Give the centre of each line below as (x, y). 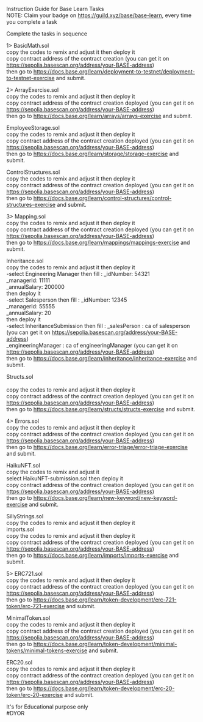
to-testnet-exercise (30, 78)
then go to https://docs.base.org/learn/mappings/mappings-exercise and (98, 242)
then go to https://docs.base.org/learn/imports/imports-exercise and (92, 555)
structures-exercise (31, 205)
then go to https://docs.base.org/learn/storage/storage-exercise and (93, 154)
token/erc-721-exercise (36, 606)
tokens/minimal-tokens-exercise (47, 650)
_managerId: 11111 (28, 280)
